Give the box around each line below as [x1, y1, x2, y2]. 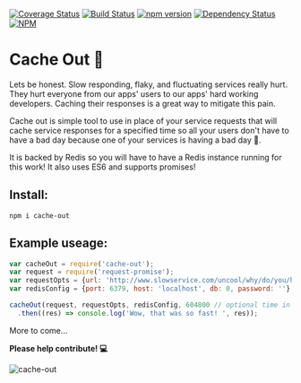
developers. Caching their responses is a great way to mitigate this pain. [9, 98, 276, 109]
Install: [9, 187, 49, 203]
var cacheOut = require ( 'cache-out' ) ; [9, 259, 154, 268]
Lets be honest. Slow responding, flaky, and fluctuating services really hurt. [9, 79, 288, 90]
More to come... [9, 325, 68, 335]
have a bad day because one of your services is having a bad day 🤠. [9, 135, 262, 145]
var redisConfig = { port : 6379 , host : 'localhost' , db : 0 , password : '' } [9, 284, 291, 293]
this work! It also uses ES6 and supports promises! [9, 161, 196, 172]
